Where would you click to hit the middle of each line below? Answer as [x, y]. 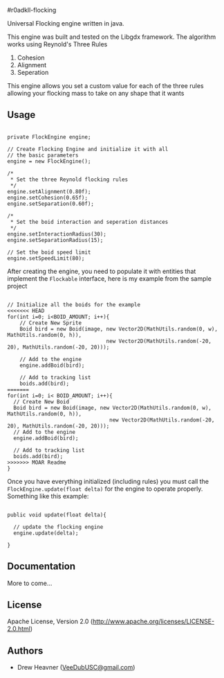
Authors [25, 651]
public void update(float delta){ [57, 515]
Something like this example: [48, 496]
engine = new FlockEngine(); [49, 161]
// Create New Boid [41, 401]
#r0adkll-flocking [32, 10]
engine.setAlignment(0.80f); [49, 191]
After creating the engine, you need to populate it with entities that [102, 271]
